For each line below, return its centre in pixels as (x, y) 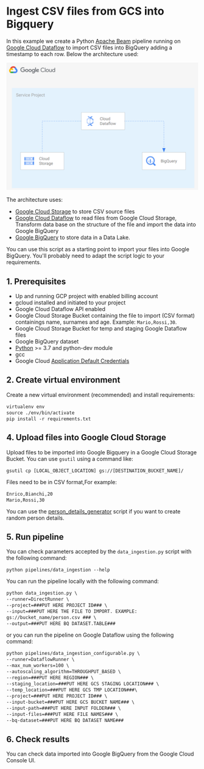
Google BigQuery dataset (47, 341)
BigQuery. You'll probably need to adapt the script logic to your (85, 256)
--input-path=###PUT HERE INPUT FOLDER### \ (64, 709)
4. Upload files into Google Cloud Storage (86, 438)
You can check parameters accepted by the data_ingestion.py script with (99, 552)
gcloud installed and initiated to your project (70, 302)
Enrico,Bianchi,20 (30, 494)
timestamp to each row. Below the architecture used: (72, 54)
